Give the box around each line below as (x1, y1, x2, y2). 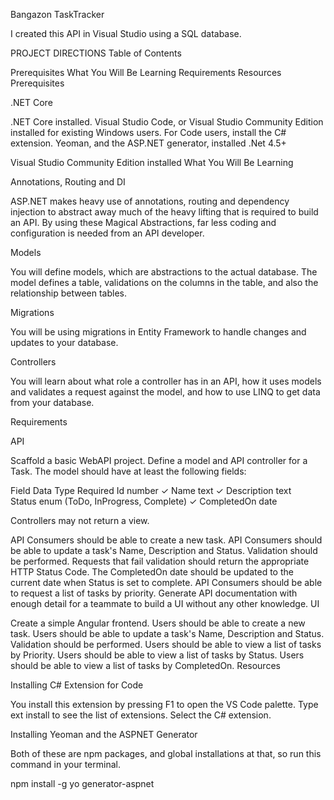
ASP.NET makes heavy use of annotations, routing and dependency (10, 195, 290, 207)
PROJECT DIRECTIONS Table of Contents (10, 47, 182, 59)
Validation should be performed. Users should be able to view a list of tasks (10, 639, 322, 650)
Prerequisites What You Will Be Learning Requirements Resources (10, 67, 282, 78)
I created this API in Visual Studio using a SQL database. (10, 28, 242, 39)
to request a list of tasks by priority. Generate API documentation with (10, 587, 298, 599)
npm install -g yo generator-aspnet (10, 778, 155, 789)
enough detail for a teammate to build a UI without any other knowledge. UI (10, 598, 320, 609)
